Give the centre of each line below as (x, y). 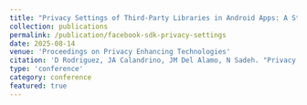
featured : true (38, 86)
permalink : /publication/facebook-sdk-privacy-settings (118, 35)
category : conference (51, 78)
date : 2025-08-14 (42, 43)
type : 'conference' (47, 69)
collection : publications (58, 26)
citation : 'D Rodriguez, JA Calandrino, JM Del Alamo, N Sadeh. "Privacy (153, 60)
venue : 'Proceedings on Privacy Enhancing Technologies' (120, 52)
